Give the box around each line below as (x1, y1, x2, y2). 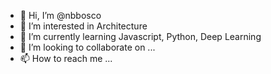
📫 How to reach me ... (19, 53, 113, 64)
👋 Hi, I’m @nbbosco (19, 10, 102, 21)
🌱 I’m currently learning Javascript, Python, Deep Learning (19, 31, 262, 42)
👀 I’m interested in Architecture (19, 20, 148, 32)
